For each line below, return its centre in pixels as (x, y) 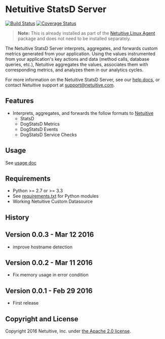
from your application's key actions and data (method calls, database (77, 59)
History (17, 217)
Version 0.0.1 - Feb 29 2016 (49, 291)
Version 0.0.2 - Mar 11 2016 (49, 262)
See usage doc (21, 162)
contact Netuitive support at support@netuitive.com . (60, 85)
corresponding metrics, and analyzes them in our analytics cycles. (74, 70)
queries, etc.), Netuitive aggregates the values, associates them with (77, 64)
